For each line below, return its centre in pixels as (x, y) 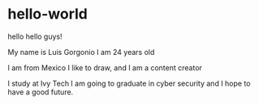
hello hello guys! (35, 36)
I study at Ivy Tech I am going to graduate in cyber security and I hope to (129, 83)
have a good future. (41, 92)
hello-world (48, 14)
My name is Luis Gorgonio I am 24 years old (81, 52)
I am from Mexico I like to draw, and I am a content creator (105, 67)
